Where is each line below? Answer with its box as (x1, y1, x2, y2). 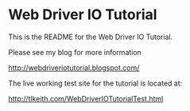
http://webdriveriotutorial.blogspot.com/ (8, 62, 140, 73)
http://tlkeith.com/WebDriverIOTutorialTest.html (8, 93, 164, 103)
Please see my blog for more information (8, 47, 142, 57)
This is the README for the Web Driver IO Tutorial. (8, 32, 173, 42)
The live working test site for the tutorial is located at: (8, 78, 183, 88)
